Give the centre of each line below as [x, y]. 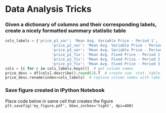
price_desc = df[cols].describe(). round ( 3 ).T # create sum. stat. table [83, 73]
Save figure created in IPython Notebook [55, 90]
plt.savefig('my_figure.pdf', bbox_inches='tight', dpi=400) [69, 106]
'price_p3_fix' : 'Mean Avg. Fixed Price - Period [104, 64]
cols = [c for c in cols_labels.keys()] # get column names [69, 68]
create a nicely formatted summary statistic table [66, 31]
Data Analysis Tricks [48, 9]
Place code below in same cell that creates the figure [59, 101]
